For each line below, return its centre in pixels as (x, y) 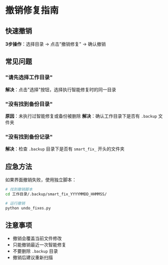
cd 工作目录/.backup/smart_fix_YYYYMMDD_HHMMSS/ (56, 194)
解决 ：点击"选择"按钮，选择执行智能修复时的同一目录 (61, 89)
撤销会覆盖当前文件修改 (37, 238)
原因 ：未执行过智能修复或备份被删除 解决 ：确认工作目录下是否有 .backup (81, 116)
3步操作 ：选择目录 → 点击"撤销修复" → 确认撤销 (56, 44)
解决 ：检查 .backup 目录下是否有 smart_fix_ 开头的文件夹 (65, 149)
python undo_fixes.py (28, 208)
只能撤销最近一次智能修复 (39, 245)
